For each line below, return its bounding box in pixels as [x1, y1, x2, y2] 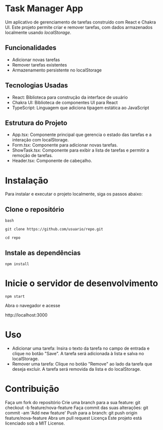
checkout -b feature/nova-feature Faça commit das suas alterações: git [5, 405, 148, 410]
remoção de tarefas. [12, 153, 53, 158]
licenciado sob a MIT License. [5, 420, 65, 426]
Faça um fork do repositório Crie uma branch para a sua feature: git [5, 399, 141, 405]
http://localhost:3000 [5, 312, 48, 318]
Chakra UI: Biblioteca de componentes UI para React [12, 99, 118, 105]
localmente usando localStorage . [5, 29, 72, 35]
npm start [5, 294, 25, 299]
